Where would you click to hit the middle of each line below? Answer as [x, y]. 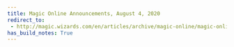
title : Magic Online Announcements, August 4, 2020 [84, 13]
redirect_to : [26, 20]
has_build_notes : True [40, 33]
